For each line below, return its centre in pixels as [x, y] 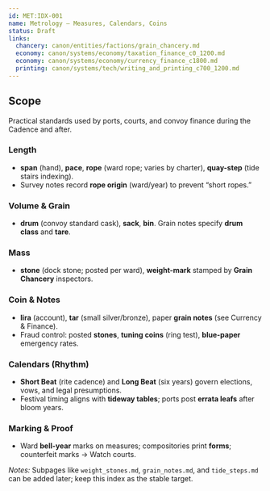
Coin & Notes [34, 300]
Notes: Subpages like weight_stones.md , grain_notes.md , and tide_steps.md [134, 470]
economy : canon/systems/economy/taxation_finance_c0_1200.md [120, 53]
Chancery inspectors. [56, 279]
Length [23, 150]
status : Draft [32, 31]
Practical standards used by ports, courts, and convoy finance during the [130, 120]
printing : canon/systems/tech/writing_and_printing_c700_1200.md [128, 69]
